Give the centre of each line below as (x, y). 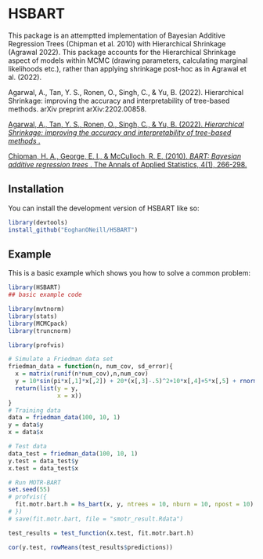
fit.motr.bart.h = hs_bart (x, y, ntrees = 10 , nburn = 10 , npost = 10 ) (135, 504)
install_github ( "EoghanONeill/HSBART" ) (73, 230)
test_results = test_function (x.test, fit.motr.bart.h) (101, 533)
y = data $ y (26, 425)
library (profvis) (36, 345)
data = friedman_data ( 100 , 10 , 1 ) (65, 418)
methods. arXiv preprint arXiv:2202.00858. (77, 109)
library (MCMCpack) (38, 323)
